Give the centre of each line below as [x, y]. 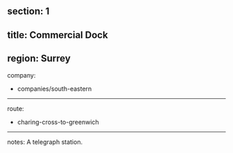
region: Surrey [39, 58]
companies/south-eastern [54, 89]
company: [21, 75]
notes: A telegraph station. [45, 142]
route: [16, 108]
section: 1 [28, 11]
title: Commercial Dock [58, 35]
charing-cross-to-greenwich [58, 122]
